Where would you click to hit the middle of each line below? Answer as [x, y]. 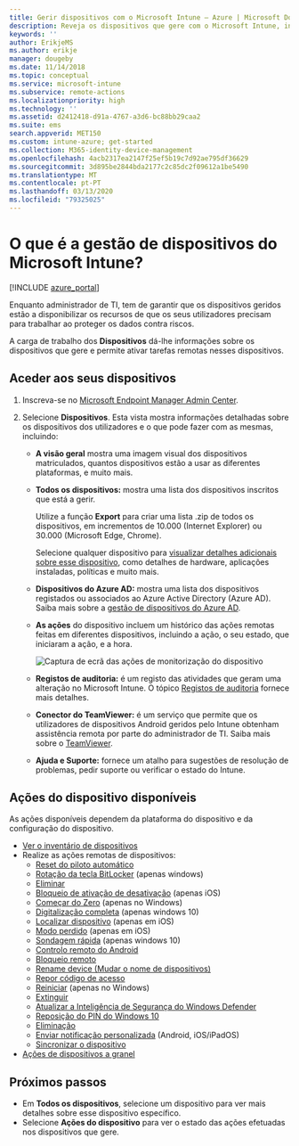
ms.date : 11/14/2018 [48, 68]
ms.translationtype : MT [53, 175]
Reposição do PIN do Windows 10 [97, 1016]
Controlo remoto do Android [87, 950]
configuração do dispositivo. [61, 829]
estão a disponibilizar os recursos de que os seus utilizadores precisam [140, 314]
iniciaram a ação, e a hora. [84, 643]
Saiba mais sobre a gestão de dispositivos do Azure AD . [138, 608]
